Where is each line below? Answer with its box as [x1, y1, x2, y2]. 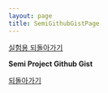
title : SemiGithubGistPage [8, 19, 100, 27]
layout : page [8, 11, 53, 20]
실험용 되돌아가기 [8, 42, 63, 53]
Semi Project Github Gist [8, 58, 93, 69]
